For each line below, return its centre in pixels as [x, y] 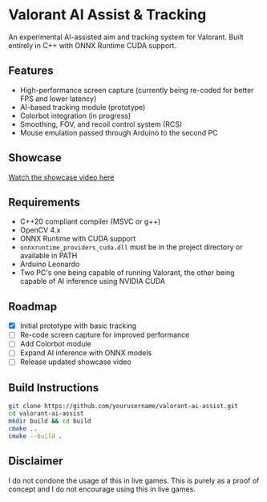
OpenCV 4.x [40, 230]
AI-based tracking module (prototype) [83, 107]
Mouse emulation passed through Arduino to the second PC [119, 132]
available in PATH [49, 256]
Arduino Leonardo [50, 264]
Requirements [44, 202]
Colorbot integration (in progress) [75, 115]
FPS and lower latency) [58, 99]
